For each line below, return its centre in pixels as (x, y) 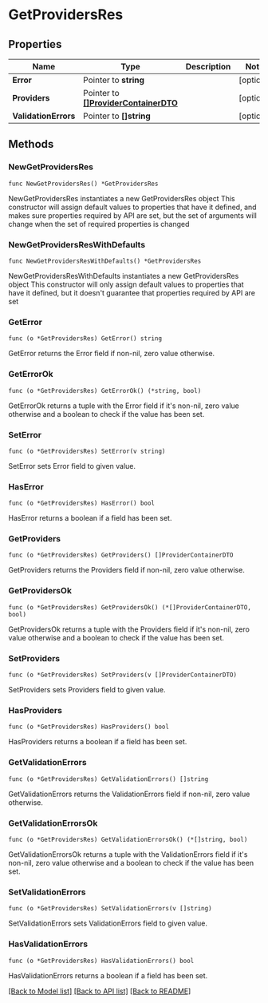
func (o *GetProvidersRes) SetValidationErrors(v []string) (110, 909)
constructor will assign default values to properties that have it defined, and (132, 207)
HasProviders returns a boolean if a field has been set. (98, 742)
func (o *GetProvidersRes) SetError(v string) (87, 451)
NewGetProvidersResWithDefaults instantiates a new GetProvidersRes (124, 276)
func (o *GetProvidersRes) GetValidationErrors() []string (108, 779)
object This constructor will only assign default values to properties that (126, 284)
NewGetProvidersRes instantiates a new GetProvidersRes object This (122, 198)
